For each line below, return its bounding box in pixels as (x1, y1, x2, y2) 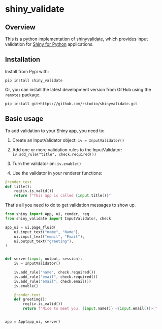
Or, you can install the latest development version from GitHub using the (5, 86, 151, 92)
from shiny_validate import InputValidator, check (5, 216, 111, 221)
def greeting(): (14, 297, 48, 302)
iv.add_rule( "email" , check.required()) (14, 274, 98, 279)
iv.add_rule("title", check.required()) (12, 152, 97, 157)
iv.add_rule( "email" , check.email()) (14, 279, 92, 284)
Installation (5, 55, 40, 64)
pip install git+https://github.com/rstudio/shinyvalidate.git (5, 101, 138, 106)
